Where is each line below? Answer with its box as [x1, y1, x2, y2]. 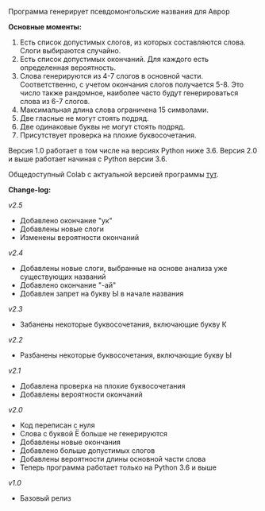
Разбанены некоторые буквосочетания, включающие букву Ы [19, 350, 232, 360]
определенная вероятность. [19, 63, 117, 72]
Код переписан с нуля [19, 420, 95, 430]
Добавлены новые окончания [19, 437, 121, 447]
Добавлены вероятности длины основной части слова [19, 455, 206, 463]
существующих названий [19, 272, 106, 281]
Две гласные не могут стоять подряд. [19, 114, 149, 122]
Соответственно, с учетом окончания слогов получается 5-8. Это [19, 79, 244, 89]
